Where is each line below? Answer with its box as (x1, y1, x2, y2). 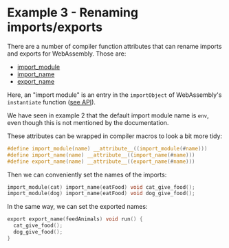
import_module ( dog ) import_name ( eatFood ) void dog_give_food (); (7, 190, 195, 197)
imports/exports (7, 19, 103, 35)
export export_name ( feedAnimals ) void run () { (7, 216, 143, 223)
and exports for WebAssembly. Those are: (7, 49, 127, 58)
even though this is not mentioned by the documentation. (7, 118, 169, 126)
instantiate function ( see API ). (7, 98, 96, 106)
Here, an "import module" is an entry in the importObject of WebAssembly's (7, 91, 222, 99)
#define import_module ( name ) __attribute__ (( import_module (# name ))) (7, 145, 208, 152)
